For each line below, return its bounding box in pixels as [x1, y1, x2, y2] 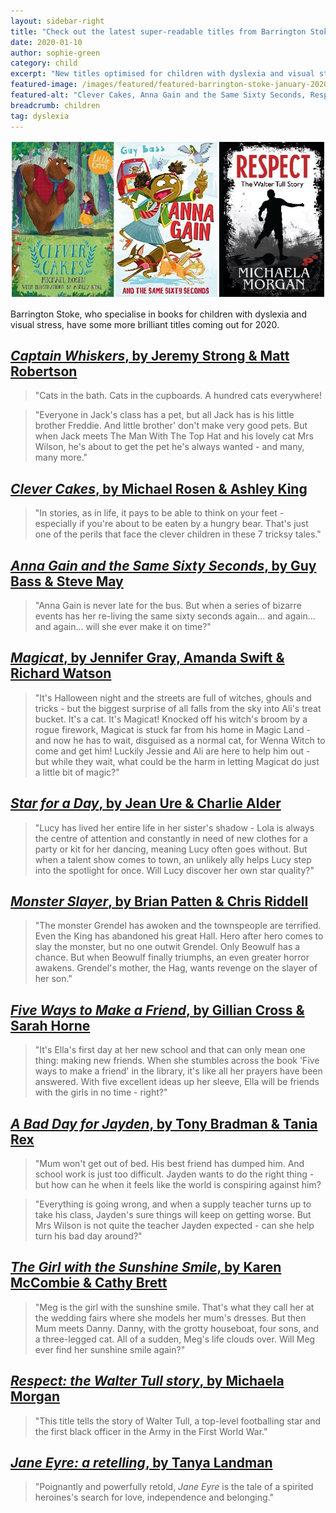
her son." [34, 973, 73, 985]
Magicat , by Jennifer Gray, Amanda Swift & [10, 650, 285, 667]
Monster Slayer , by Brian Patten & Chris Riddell [10, 893, 309, 910]
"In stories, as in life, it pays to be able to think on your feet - [34, 507, 285, 519]
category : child [10, 58, 78, 69]
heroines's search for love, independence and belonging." [34, 1491, 275, 1504]
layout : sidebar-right [10, 16, 105, 26]
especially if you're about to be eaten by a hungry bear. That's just [34, 518, 309, 530]
